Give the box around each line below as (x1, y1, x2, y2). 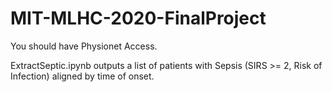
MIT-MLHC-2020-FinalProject (10, 7, 267, 30)
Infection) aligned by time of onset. (10, 70, 155, 82)
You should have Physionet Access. (10, 40, 158, 52)
